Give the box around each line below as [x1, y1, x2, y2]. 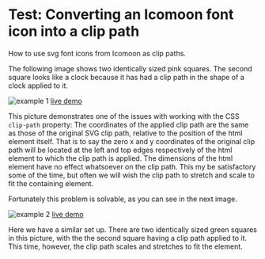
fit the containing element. [8, 178, 94, 188]
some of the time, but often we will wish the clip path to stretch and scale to [8, 170, 256, 180]
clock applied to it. [8, 81, 69, 90]
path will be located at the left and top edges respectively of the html [8, 145, 233, 154]
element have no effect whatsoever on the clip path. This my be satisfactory [8, 162, 256, 171]
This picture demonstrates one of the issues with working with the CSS [8, 111, 240, 120]
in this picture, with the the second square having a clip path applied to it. [8, 233, 248, 242]
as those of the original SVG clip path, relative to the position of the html [8, 128, 243, 138]
